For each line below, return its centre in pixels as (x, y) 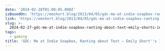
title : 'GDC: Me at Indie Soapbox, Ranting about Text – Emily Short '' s (81, 41)
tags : (11, 32)
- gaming (18, 37)
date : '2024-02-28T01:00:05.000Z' (41, 9)
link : (11, 18)
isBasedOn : (16, 14)
